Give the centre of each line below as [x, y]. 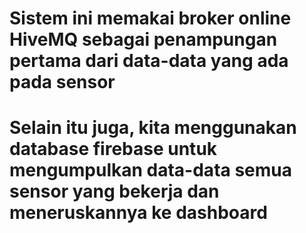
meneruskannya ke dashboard [138, 213]
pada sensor [62, 82]
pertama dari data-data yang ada [149, 61]
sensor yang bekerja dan [114, 191]
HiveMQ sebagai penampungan [143, 39]
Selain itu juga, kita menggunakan [153, 128]
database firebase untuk [113, 149]
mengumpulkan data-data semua [151, 170]
